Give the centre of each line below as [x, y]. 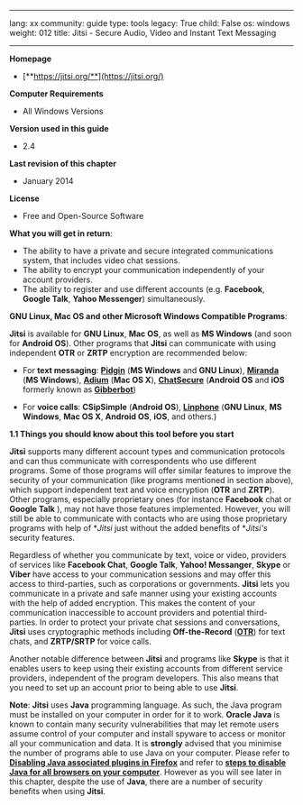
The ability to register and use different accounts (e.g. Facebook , [143, 289]
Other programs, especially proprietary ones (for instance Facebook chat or [151, 499]
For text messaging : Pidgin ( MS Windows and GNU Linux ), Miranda [151, 370]
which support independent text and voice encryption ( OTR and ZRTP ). [142, 489]
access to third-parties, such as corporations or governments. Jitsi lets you [150, 584]
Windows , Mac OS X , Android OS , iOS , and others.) [119, 416]
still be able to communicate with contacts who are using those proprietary [148, 518]
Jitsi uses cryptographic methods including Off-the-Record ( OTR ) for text [147, 631]
